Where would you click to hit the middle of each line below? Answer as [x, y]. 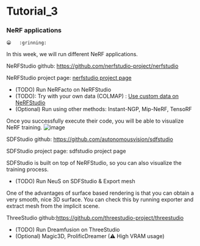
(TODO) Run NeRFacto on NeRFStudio [63, 90]
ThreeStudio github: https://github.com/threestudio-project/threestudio [95, 218]
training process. [27, 170]
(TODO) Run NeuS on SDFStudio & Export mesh [75, 181]
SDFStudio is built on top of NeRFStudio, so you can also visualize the [94, 163]
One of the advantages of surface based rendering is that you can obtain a [100, 193]
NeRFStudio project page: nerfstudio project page [69, 78]
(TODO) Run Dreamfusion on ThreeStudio [67, 230]
